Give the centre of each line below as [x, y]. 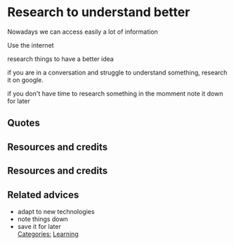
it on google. [26, 80]
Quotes [24, 123]
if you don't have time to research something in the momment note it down [115, 93]
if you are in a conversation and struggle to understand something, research [117, 72]
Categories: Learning [48, 234]
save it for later [39, 226]
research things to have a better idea [60, 59]
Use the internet [31, 45]
